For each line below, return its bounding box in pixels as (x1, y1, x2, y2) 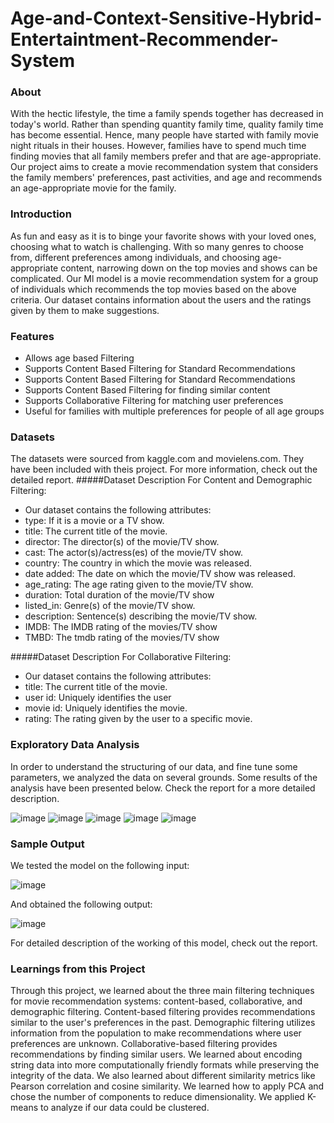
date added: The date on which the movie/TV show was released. (24, 568, 297, 580)
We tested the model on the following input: (10, 859, 190, 871)
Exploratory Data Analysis (10, 738, 140, 752)
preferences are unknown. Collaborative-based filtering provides (10, 1038, 278, 1050)
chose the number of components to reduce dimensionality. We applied (10, 1091, 305, 1103)
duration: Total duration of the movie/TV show (24, 589, 215, 601)
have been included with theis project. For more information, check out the (10, 463, 318, 476)
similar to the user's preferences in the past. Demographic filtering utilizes (10, 1017, 316, 1029)
